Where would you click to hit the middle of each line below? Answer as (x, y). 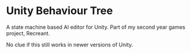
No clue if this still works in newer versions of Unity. (70, 45)
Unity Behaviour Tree (60, 11)
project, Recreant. (28, 33)
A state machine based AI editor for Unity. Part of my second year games (96, 27)
